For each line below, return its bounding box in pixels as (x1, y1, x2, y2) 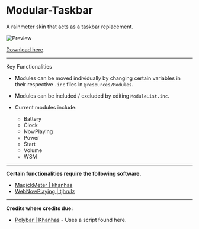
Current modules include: (14, 104, 77, 111)
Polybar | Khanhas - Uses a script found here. (14, 216, 127, 223)
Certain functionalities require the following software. (6, 170, 142, 177)
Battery (23, 115, 42, 122)
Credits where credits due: (6, 205, 73, 212)
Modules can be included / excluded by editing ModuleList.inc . (14, 92, 170, 99)
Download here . (6, 46, 45, 53)
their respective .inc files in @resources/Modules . (14, 80, 133, 88)
